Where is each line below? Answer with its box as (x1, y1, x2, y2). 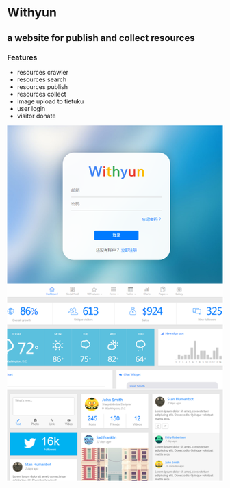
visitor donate (16, 112, 56, 120)
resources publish (16, 82, 68, 90)
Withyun (7, 5, 57, 21)
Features (7, 53, 38, 62)
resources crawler (16, 68, 68, 76)
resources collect (16, 90, 66, 98)
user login (16, 104, 46, 112)
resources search (16, 75, 67, 84)
